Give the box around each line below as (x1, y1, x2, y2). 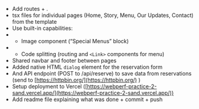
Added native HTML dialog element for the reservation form (12, 63, 163, 71)
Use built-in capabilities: (12, 24, 73, 32)
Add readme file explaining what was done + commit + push (12, 96, 163, 103)
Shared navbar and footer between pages (12, 57, 117, 64)
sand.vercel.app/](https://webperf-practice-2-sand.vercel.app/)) (12, 90, 174, 96)
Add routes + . (12, 5, 49, 12)
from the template (12, 18, 57, 25)
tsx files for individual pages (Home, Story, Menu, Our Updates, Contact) (12, 12, 194, 19)
